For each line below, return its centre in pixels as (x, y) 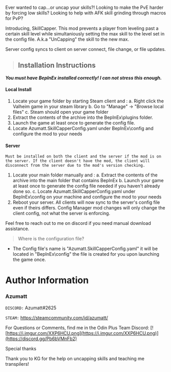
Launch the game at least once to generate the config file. (74, 123)
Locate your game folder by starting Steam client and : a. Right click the (88, 101)
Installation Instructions (57, 66)
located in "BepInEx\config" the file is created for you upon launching (86, 254)
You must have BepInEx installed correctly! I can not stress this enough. (84, 78)
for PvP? (14, 18)
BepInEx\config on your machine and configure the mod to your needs (87, 197)
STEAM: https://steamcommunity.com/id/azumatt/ (57, 317)
